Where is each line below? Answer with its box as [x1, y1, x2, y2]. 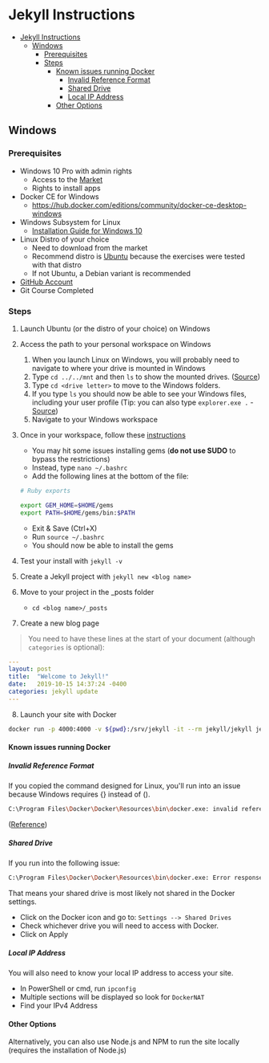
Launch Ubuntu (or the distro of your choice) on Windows [19, 324, 211, 333]
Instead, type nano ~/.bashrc [31, 462, 128, 472]
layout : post [8, 665, 52, 674]
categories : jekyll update [8, 688, 98, 696]
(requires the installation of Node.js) [8, 1045, 126, 1055]
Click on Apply [19, 929, 69, 939]
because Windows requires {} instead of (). [8, 789, 151, 800]
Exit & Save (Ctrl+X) [31, 523, 98, 533]
